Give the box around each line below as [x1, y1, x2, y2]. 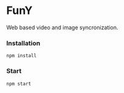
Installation [6, 39, 41, 47]
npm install [6, 53, 37, 59]
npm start [6, 80, 32, 87]
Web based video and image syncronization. [6, 24, 119, 31]
